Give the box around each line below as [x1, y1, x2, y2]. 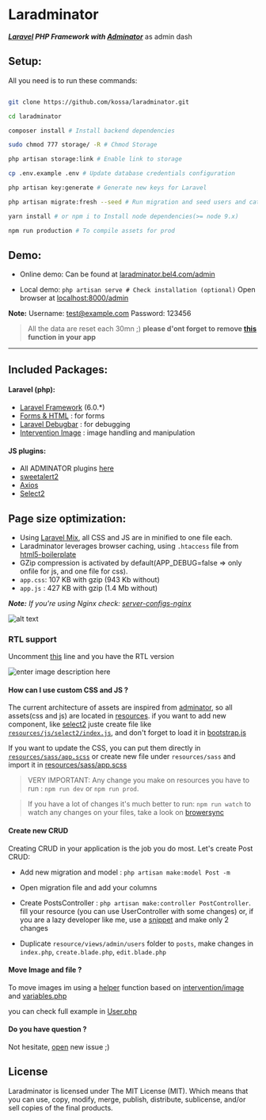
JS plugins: [8, 446, 46, 455]
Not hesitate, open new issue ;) [8, 1042, 110, 1052]
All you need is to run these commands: [8, 75, 138, 85]
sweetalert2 [19, 472, 59, 482]
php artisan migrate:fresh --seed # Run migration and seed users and [8, 198, 246, 206]
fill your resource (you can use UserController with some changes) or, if [19, 906, 254, 916]
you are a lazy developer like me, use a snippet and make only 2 [19, 915, 230, 924]
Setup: [8, 55, 42, 68]
